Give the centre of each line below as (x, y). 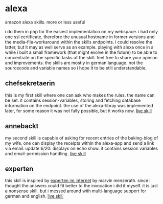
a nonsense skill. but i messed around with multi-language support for (76, 191)
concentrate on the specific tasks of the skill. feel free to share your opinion (81, 57)
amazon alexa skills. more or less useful (45, 22)
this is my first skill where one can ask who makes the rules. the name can (80, 95)
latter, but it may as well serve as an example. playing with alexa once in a (79, 47)
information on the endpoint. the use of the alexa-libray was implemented (79, 105)
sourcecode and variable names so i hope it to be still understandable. (76, 68)
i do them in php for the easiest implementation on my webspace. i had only (81, 31)
